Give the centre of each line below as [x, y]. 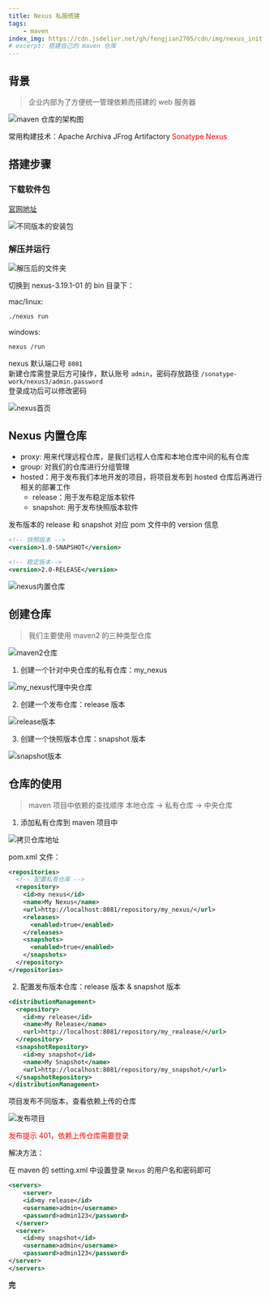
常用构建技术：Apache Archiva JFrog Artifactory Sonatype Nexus [118, 136]
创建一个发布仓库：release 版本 [73, 704]
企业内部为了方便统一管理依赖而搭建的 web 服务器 [112, 101]
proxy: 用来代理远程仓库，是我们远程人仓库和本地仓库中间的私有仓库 [135, 457]
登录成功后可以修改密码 [47, 391]
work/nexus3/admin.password [56, 382]
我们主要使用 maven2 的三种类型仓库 [90, 635]
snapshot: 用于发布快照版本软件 [86, 507]
